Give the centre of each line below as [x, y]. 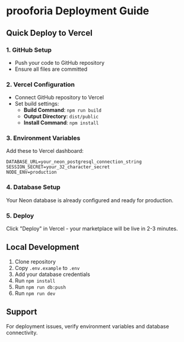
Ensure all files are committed [51, 69]
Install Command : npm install [61, 123]
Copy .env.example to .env [47, 268]
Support [22, 312]
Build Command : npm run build [63, 110]
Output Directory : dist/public [61, 117]
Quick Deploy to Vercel [50, 33]
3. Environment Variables [43, 138]
